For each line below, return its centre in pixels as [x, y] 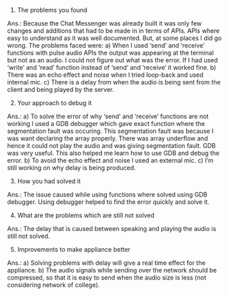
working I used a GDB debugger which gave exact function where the [106, 123]
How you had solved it [49, 181]
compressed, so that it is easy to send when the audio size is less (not [107, 277]
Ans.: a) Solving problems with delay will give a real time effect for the [106, 263]
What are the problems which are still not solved [86, 215]
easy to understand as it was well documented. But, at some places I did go [114, 38]
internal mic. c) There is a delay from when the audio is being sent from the [114, 82]
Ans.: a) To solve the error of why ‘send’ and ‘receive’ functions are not [108, 116]
